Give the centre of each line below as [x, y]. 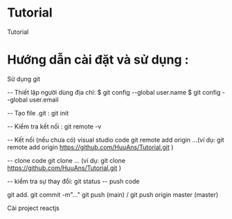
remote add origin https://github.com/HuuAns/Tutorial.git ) [90, 147]
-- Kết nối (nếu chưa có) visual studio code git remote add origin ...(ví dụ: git [116, 140]
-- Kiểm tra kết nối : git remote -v [54, 126]
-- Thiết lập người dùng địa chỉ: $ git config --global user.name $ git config [114, 92]
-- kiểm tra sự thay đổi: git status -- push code [73, 181]
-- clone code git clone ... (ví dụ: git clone [66, 160]
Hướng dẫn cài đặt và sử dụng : [98, 60]
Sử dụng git [24, 79]
